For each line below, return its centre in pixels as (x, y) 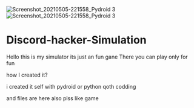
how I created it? (27, 75)
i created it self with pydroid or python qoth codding (71, 86)
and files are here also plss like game (52, 98)
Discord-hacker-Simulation (76, 40)
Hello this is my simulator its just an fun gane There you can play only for (97, 57)
